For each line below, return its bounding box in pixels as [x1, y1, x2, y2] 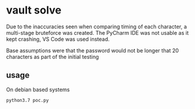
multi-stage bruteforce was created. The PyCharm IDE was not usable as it [6, 29, 189, 36]
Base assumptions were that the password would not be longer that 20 [6, 47, 179, 54]
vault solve [6, 4, 62, 17]
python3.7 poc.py [6, 97, 49, 103]
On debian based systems [6, 86, 70, 93]
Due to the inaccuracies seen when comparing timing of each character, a [6, 23, 187, 30]
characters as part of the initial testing [6, 53, 99, 60]
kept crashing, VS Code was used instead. [6, 35, 110, 42]
